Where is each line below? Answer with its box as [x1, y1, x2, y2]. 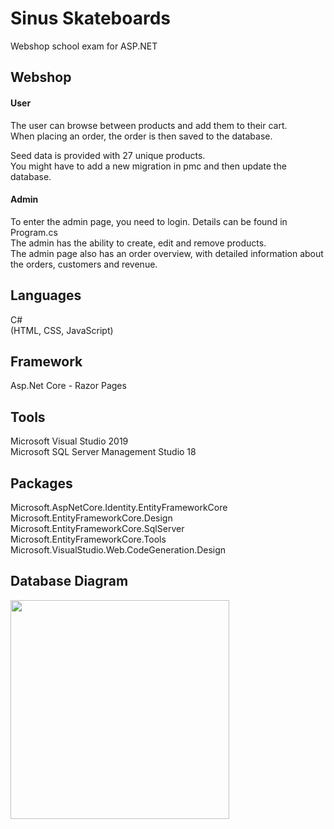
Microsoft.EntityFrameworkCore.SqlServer [10, 522, 185, 534]
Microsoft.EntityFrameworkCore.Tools [10, 533, 167, 545]
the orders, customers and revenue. [10, 258, 158, 270]
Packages [10, 475, 73, 492]
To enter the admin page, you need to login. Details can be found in [10, 215, 288, 227]
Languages [10, 287, 82, 304]
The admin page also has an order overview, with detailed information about [10, 247, 324, 259]
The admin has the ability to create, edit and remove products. [10, 237, 267, 249]
